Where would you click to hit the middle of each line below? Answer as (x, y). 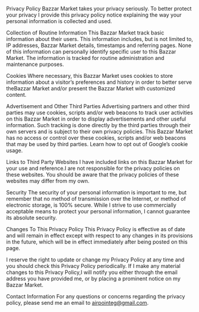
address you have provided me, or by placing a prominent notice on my (94, 278)
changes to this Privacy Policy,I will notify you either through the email (92, 272)
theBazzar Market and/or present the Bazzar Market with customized (91, 88)
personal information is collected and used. (59, 21)
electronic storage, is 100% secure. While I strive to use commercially (91, 205)
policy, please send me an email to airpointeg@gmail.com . (78, 303)
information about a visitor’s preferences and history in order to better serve (99, 82)
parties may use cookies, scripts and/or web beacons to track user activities (99, 113)
